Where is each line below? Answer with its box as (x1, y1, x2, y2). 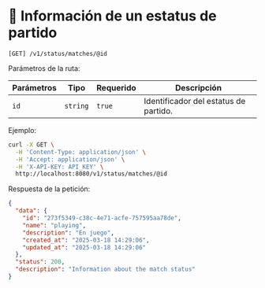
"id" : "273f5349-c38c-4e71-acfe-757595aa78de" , (22, 214, 181, 223)
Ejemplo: (8, 125, 37, 135)
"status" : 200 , (15, 258, 65, 266)
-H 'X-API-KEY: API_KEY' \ (15, 163, 104, 171)
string (64, 102, 89, 110)
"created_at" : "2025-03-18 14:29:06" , (22, 236, 150, 244)
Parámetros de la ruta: (8, 63, 80, 73)
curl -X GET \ (8, 141, 55, 149)
